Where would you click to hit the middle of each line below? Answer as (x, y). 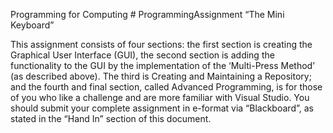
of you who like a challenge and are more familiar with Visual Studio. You (160, 97)
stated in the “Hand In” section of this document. (111, 118)
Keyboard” (32, 25)
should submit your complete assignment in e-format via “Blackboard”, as (162, 108)
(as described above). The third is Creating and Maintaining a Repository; (161, 76)
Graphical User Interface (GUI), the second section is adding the (142, 55)
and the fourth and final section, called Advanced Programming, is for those (166, 87)
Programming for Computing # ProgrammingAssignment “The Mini (147, 14)
